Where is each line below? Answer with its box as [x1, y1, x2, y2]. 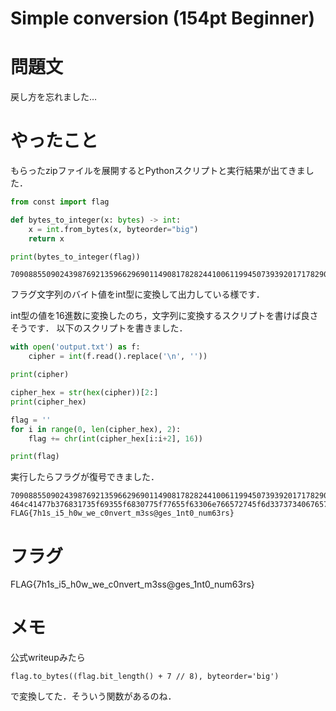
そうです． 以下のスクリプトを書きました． [10, 322, 188, 334]
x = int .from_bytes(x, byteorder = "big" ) [28, 224, 199, 234]
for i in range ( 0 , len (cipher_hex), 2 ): [10, 424, 182, 434]
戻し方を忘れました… [10, 91, 98, 103]
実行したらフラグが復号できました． [10, 471, 160, 483]
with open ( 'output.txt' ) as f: [10, 342, 141, 352]
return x [28, 233, 65, 244]
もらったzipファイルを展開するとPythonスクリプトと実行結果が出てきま [10, 165, 306, 177]
